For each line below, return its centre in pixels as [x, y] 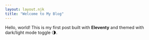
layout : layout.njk [25, 9]
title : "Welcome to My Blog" [34, 14]
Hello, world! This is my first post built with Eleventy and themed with [74, 27]
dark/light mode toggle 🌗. [31, 32]
